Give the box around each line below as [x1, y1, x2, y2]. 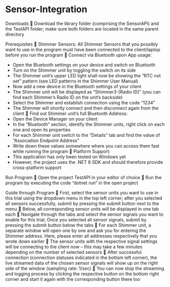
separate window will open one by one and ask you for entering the [5, 227, 146, 234]
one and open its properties [12, 126, 71, 133]
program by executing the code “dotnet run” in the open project [5, 180, 139, 186]
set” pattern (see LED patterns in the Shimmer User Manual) [12, 78, 139, 84]
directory [5, 31, 24, 37]
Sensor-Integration [5, 4, 88, 15]
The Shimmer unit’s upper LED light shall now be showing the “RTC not [12, 72, 161, 78]
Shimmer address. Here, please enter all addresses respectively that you [5, 233, 157, 239]
